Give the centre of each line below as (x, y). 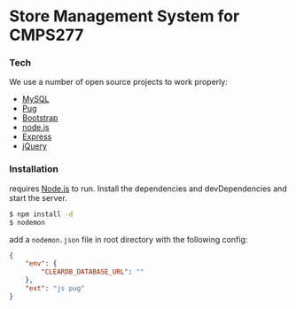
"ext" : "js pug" (55, 289)
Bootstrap (40, 118)
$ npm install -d (41, 214)
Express (37, 137)
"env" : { (41, 264)
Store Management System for (125, 16)
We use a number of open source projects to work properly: (118, 82)
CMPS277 (47, 35)
